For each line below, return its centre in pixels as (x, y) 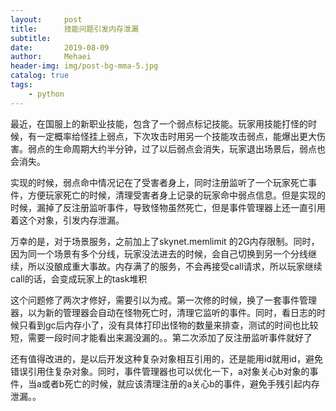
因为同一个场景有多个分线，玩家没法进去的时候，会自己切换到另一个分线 (159, 253)
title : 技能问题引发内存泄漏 (74, 29)
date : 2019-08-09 (60, 47)
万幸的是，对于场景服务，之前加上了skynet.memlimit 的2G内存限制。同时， (165, 241)
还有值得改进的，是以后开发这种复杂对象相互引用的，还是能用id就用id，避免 (166, 358)
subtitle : (31, 38)
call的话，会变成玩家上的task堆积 (79, 278)
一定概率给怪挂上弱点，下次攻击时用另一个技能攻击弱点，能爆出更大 (176, 136)
